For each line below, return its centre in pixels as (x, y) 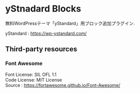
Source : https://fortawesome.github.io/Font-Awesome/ (63, 85)
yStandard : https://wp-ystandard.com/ (46, 33)
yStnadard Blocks (43, 9)
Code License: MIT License (34, 80)
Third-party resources (41, 49)
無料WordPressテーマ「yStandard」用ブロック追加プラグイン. (70, 23)
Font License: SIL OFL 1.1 (31, 74)
